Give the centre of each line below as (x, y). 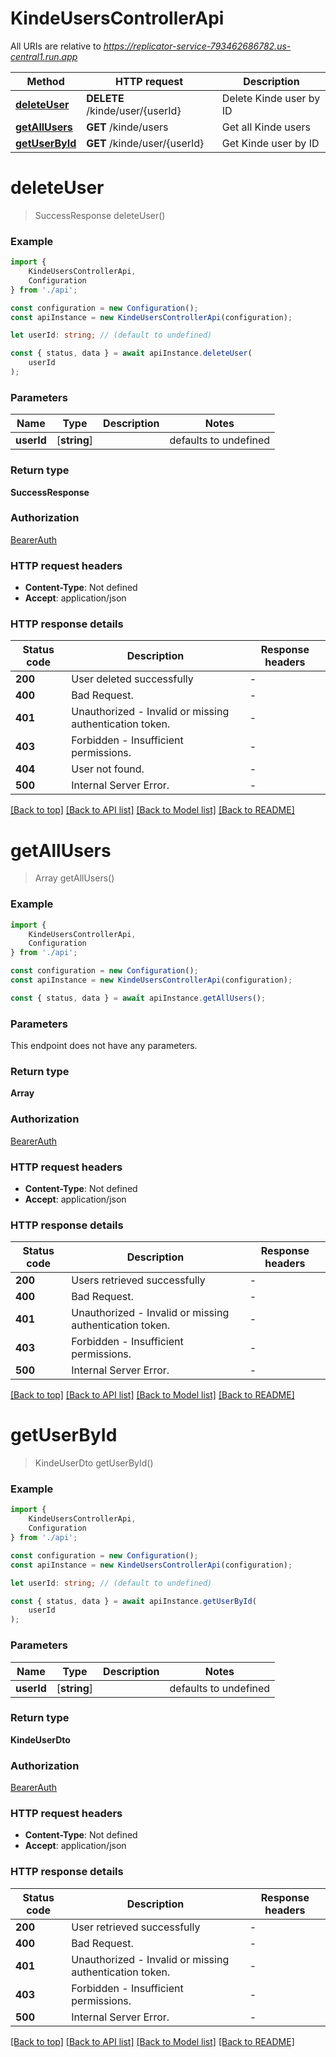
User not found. (108, 769)
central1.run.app (44, 56)
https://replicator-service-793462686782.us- (197, 46)
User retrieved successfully (136, 1927)
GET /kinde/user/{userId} (145, 143)
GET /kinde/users (127, 127)
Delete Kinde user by (271, 98)
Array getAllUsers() (74, 878)
